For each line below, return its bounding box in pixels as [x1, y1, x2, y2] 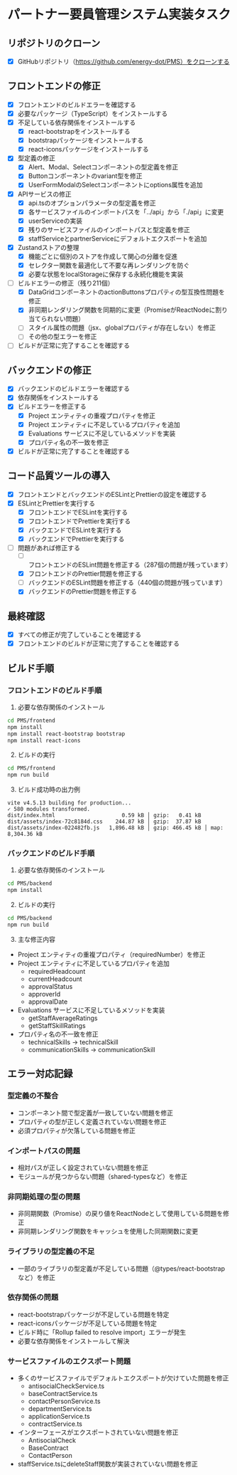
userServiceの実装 [28, 216, 83, 225]
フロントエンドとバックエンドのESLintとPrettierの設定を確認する [17, 490, 207, 498]
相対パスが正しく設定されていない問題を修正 [17, 1163, 149, 1172]
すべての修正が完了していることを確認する [17, 631, 142, 639]
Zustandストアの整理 [17, 243, 79, 251]
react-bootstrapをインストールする [28, 127, 131, 136]
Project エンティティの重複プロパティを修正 [28, 411, 156, 420]
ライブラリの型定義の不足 [7, 1246, 95, 1256]
